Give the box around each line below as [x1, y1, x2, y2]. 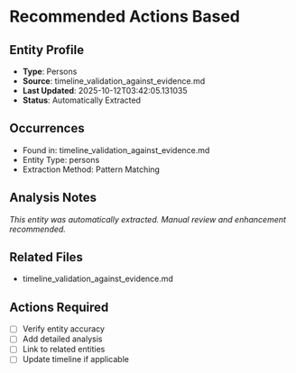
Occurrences [9, 121, 85, 136]
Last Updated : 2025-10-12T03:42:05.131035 [22, 86, 188, 96]
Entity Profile [9, 42, 84, 58]
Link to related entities [22, 344, 106, 355]
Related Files [9, 250, 84, 265]
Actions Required [9, 299, 109, 314]
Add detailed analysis [22, 333, 103, 344]
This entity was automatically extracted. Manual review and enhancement [9, 214, 287, 224]
